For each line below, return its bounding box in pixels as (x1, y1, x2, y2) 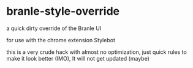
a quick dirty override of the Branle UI (6, 25, 102, 32)
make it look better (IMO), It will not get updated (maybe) (6, 55, 150, 62)
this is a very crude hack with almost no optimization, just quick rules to (6, 48, 187, 56)
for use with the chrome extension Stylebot (6, 36, 115, 43)
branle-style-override (6, 4, 120, 18)
